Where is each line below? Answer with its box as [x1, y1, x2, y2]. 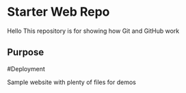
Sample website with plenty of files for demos [7, 78, 137, 86]
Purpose [7, 46, 44, 58]
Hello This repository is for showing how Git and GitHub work [7, 27, 180, 35]
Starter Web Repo [7, 4, 110, 20]
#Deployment [7, 64, 46, 72]
